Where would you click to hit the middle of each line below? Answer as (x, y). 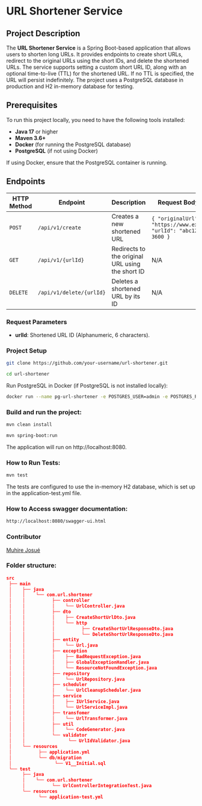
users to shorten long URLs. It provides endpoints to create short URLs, (95, 54)
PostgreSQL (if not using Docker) (56, 151)
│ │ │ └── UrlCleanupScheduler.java (75, 690)
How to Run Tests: (33, 462)
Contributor (24, 537)
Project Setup (26, 350)
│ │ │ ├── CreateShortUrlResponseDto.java (91, 628)
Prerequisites (32, 105)
